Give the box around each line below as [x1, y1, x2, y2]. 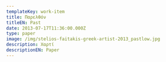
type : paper [6, 31, 36, 37]
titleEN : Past [6, 19, 41, 25]
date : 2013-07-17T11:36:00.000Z [6, 25, 86, 31]
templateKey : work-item [6, 8, 65, 15]
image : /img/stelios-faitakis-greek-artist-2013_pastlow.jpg [6, 36, 161, 42]
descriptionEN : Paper [6, 47, 60, 53]
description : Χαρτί [6, 42, 55, 48]
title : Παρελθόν [6, 14, 46, 20]
